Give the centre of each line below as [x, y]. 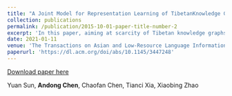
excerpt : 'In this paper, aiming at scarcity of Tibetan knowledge [106, 33]
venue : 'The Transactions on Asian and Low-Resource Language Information [117, 46]
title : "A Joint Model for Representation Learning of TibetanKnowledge [114, 13]
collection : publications [44, 20]
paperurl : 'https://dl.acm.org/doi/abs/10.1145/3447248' [91, 52]
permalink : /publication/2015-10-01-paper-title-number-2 [92, 26]
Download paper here [38, 71]
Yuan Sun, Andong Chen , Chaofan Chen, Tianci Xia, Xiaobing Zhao [103, 85]
